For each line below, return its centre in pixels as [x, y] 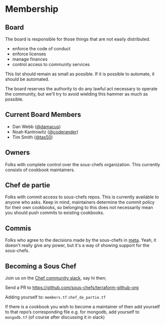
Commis [18, 228]
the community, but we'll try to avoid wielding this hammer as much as [77, 94]
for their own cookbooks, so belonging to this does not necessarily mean [79, 208]
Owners [17, 153]
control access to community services [51, 64]
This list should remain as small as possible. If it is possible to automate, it [80, 74]
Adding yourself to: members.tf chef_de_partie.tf [55, 297]
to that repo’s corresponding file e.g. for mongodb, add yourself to [72, 312]
